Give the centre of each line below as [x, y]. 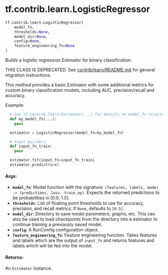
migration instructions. [28, 75]
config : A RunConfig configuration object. [55, 230]
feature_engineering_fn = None [44, 46]
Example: [15, 105]
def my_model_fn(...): [33, 119]
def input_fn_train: [31, 146]
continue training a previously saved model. [57, 224]
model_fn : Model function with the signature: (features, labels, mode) [85, 187]
